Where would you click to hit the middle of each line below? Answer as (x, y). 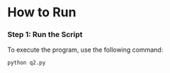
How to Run (42, 12)
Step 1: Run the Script (45, 35)
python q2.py (27, 63)
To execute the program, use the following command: (85, 50)
